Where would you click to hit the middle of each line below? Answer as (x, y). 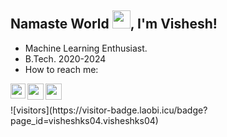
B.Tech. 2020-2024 (65, 58)
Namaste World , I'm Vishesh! (114, 24)
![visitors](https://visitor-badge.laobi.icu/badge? (109, 110)
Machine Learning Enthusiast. (86, 48)
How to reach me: (61, 69)
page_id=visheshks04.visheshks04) (84, 120)
